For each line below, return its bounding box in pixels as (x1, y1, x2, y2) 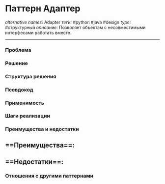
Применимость (5, 99, 45, 106)
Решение (5, 60, 28, 66)
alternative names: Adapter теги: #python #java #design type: (5, 19, 131, 25)
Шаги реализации (5, 113, 51, 120)
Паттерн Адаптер (5, 3, 81, 14)
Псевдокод (5, 86, 33, 93)
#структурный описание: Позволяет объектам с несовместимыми (5, 24, 146, 30)
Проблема (5, 46, 31, 53)
